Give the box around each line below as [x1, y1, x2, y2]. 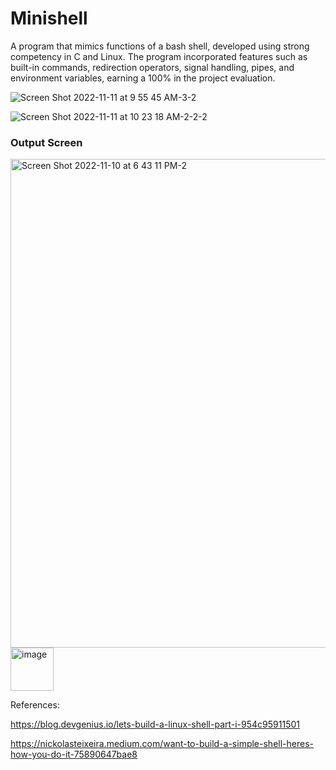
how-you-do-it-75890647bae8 [10, 748, 138, 761]
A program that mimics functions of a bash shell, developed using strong [10, 40, 310, 52]
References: [10, 699, 60, 711]
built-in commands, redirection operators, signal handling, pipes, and [10, 61, 295, 73]
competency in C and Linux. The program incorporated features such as [10, 50, 308, 62]
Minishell [10, 7, 88, 30]
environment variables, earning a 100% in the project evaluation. [10, 72, 276, 84]
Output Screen [10, 135, 83, 149]
